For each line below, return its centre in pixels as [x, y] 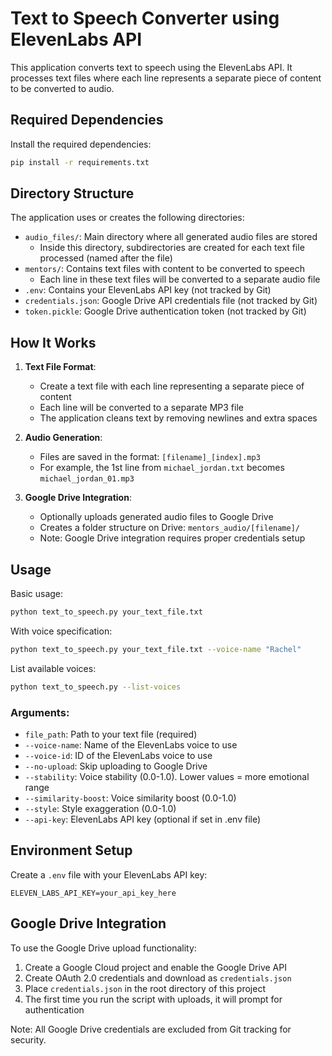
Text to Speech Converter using [145, 18]
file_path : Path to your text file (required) [111, 734]
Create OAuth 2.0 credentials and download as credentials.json [158, 978]
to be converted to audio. [62, 88]
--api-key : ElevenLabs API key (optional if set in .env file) [143, 819]
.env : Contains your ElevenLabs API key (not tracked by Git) [148, 290]
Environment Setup [71, 850]
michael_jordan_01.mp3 [87, 479]
